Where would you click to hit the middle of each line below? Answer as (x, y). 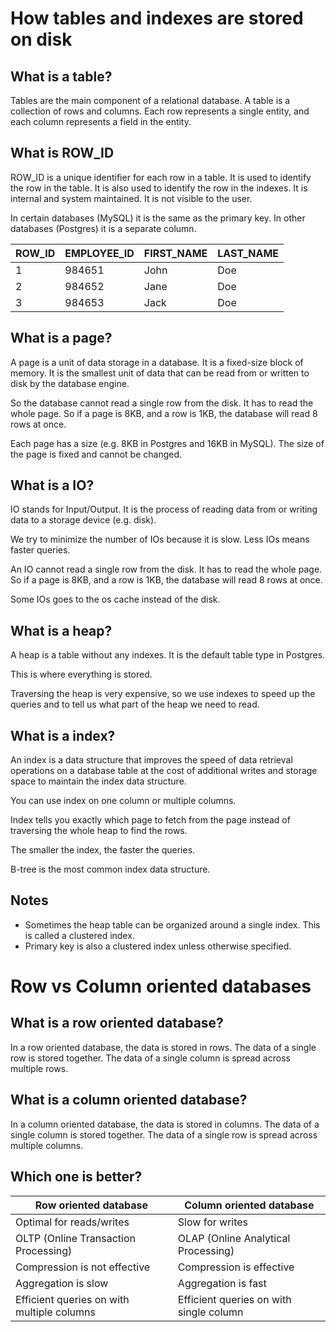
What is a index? (63, 735)
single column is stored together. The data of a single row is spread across (164, 1134)
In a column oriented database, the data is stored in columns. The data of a (165, 1124)
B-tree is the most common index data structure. (110, 869)
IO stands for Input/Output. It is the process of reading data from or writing (164, 509)
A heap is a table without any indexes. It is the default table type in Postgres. (168, 655)
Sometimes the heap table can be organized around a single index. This (172, 924)
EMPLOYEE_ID (99, 253)
